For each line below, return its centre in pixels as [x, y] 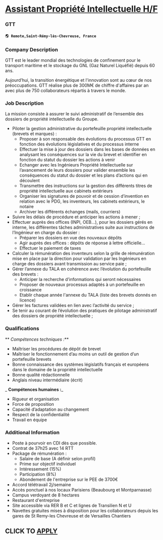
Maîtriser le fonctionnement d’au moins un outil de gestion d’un [75, 354]
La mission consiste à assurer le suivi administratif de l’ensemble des [74, 114]
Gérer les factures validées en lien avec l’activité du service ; [73, 305]
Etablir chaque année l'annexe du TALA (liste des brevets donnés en [88, 295]
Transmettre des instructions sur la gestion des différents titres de [86, 186]
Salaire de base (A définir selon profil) [58, 458]
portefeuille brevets [32, 359]
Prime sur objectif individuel [48, 464]
